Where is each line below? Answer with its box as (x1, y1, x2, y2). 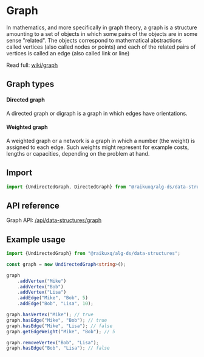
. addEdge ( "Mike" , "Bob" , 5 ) (17, 295, 88, 301)
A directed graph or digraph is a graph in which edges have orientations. (6, 109, 188, 117)
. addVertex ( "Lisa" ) (17, 289, 67, 296)
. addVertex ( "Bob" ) (17, 283, 64, 289)
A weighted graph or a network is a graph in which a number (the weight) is (6, 137, 195, 144)
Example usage (6, 234, 66, 244)
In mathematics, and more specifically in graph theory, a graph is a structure (6, 24, 197, 31)
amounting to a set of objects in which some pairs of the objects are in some (6, 30, 198, 37)
